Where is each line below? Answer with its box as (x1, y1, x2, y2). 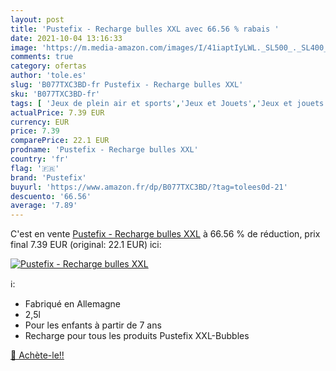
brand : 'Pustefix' (10, 172, 87, 183)
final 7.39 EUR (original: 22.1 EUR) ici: (10, 239, 162, 251)
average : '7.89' (10, 201, 78, 211)
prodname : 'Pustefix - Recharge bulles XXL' (10, 145, 199, 155)
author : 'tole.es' (10, 71, 87, 81)
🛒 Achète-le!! (10, 349, 65, 361)
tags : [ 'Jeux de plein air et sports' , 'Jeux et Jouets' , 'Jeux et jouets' (10, 98, 329, 108)
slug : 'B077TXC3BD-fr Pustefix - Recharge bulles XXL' (10, 80, 244, 90)
